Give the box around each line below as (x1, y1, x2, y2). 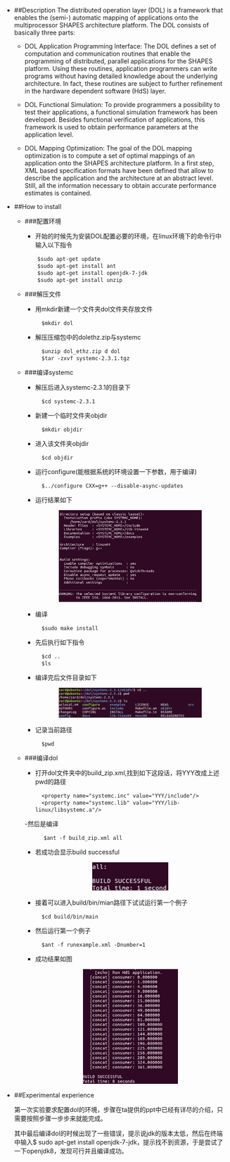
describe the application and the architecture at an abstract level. (24, 174, 214, 182)
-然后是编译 (24, 819, 59, 829)
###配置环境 (24, 217, 62, 225)
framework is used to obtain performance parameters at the (24, 123, 198, 131)
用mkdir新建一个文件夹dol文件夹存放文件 (34, 305, 153, 313)
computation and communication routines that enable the (24, 49, 191, 58)
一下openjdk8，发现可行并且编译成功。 (13, 1147, 128, 1155)
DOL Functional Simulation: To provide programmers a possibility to (24, 101, 220, 108)
